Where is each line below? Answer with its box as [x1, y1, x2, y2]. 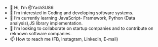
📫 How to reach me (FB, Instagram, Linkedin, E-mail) [9, 36, 118, 42]
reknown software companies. [9, 31, 72, 36]
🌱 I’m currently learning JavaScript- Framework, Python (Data [9, 15, 136, 21]
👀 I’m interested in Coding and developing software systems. [9, 10, 134, 16]
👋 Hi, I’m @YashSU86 [9, 5, 54, 10]
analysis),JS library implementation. [9, 20, 83, 26]
